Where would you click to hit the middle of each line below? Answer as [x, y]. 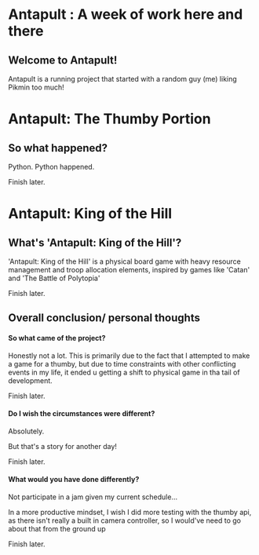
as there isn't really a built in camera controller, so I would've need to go [125, 520]
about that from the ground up [57, 529]
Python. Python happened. [51, 167]
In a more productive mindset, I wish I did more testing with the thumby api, [130, 512]
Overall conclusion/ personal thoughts [104, 318]
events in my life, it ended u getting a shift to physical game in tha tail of [124, 372]
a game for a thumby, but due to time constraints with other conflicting [122, 363]
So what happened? [58, 148]
